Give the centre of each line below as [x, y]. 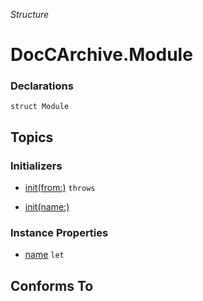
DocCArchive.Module [101, 55]
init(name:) [47, 207]
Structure [30, 14]
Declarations [42, 86]
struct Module [40, 107]
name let [44, 255]
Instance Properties [59, 233]
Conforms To [52, 285]
